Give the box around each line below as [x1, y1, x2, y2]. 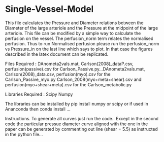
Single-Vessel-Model [5, 3, 94, 15]
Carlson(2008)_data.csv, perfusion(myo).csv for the [5, 71, 111, 77]
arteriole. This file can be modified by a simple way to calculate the [5, 30, 141, 36]
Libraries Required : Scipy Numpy [5, 91, 73, 97]
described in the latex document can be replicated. [5, 51, 108, 57]
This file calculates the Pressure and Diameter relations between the [5, 20, 144, 26]
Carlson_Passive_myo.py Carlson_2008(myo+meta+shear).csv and [5, 76, 142, 82]
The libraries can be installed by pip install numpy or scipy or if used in [5, 101, 149, 106]
